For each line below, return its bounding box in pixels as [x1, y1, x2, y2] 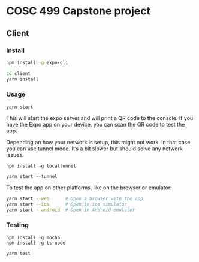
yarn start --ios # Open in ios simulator [6, 201, 128, 207]
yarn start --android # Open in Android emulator [6, 207, 135, 213]
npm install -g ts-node [6, 240, 66, 246]
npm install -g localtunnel [6, 163, 77, 169]
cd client [6, 70, 31, 76]
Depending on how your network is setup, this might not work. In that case [6, 138, 191, 146]
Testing [6, 221, 29, 229]
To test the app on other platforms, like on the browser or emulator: [6, 184, 172, 191]
